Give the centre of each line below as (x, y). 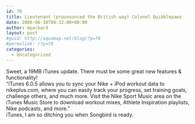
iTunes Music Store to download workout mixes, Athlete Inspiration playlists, (98, 102)
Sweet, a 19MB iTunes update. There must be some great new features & (94, 71)
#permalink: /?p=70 (30, 44)
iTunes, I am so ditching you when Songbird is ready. (70, 115)
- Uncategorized (31, 55)
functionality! (22, 77)
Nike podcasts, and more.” (38, 108)
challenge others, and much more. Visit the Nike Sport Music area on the (94, 96)
